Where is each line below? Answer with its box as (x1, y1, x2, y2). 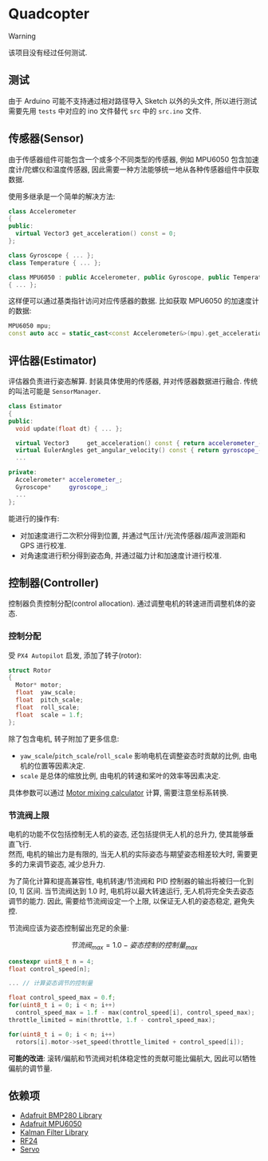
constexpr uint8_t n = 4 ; (8, 957, 94, 965)
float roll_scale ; (15, 703, 81, 711)
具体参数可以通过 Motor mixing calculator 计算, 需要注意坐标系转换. (8, 788, 229, 797)
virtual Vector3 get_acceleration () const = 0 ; (15, 229, 177, 238)
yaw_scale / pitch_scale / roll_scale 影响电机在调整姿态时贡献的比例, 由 (19, 750, 250, 760)
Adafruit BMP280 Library (19, 1111, 102, 1120)
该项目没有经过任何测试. (8, 47, 88, 57)
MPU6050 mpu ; (8, 322, 52, 330)
